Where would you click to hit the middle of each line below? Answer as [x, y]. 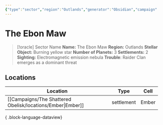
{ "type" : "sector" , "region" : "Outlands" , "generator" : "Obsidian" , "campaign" [81, 9]
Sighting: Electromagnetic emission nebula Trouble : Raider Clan [81, 57]
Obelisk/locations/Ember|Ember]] [46, 106]
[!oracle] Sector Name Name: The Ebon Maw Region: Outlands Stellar [87, 47]
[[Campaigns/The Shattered [40, 99]
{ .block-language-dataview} [34, 117]
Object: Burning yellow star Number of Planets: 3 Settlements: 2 [82, 52]
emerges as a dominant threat [47, 62]
